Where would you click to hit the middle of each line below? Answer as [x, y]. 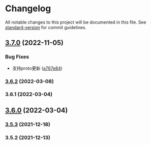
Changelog [28, 9]
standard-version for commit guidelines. [46, 27]
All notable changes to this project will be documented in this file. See [76, 22]
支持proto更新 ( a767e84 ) [37, 68]
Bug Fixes [17, 57]
